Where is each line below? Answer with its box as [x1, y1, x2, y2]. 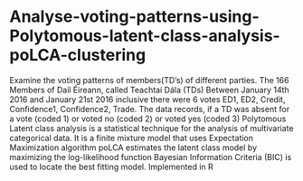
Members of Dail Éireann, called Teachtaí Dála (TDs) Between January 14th [9, 84, 289, 95]
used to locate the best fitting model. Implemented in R [9, 161, 214, 172]
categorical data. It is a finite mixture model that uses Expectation [9, 132, 254, 143]
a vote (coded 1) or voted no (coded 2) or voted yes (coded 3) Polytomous [9, 113, 287, 124]
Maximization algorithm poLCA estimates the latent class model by [9, 142, 258, 153]
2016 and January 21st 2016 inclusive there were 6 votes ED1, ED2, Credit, [9, 93, 286, 105]
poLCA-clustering [9, 45, 147, 65]
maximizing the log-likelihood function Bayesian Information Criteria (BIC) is [9, 151, 292, 162]
